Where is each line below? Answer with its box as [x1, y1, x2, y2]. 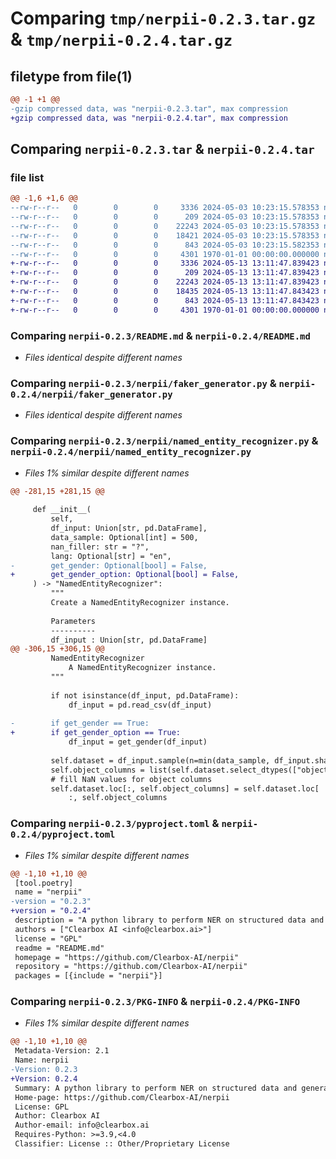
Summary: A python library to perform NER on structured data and [14, 1083, 298, 1093]
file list [10, 170, 45, 184]
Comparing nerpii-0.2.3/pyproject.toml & [10, 817, 220, 831]
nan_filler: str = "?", [50, 542, 150, 552]
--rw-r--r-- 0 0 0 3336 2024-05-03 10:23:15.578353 [10, 203, 320, 213]
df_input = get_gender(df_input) [68, 737, 208, 747]
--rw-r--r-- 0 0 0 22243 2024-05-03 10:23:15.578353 [10, 221, 320, 231]
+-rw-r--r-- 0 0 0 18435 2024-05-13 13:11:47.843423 [10, 287, 320, 297]
